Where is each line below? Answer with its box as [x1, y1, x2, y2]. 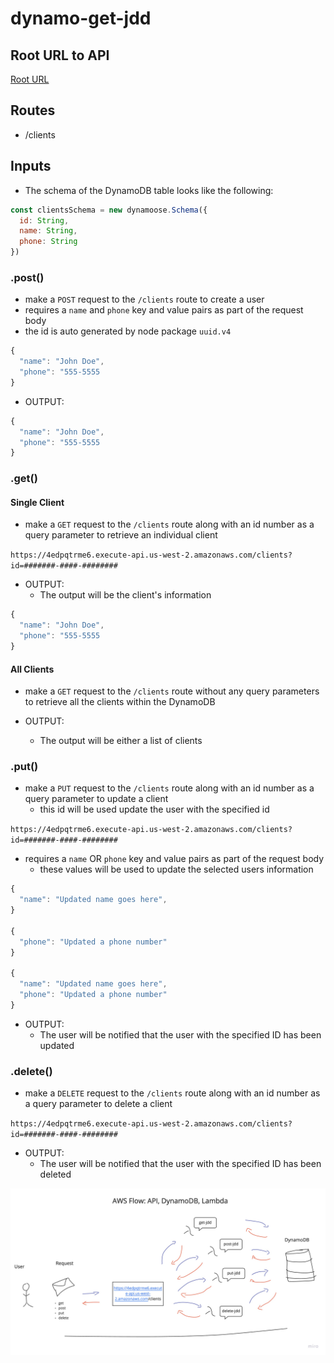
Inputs [10, 158, 52, 175]
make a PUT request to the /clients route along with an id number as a [24, 782, 315, 794]
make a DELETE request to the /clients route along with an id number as [24, 1087, 321, 1099]
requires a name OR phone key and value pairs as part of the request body [24, 853, 325, 865]
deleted [39, 1168, 72, 1181]
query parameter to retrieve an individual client [24, 529, 218, 541]
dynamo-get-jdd [10, 7, 152, 30]
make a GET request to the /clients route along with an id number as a [24, 518, 315, 531]
